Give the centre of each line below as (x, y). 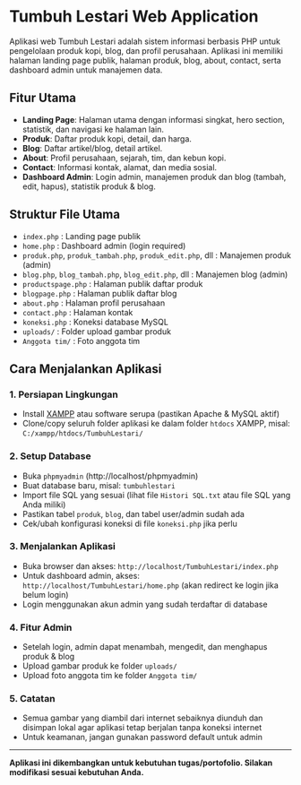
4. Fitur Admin (41, 627)
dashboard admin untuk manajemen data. (86, 70)
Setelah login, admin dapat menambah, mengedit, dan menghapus (145, 647)
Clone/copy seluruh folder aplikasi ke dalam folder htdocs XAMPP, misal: (156, 424)
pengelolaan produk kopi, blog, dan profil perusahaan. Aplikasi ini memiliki (146, 50)
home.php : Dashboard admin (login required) (104, 246)
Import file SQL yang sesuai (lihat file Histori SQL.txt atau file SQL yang (156, 495)
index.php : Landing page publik (82, 236)
